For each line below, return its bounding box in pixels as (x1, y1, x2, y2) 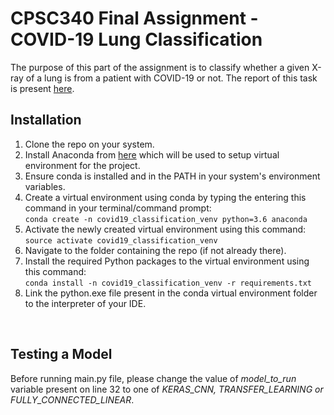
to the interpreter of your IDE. (24, 297, 147, 309)
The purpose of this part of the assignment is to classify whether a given (10, 61, 310, 73)
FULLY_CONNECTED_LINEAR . (10, 393, 135, 406)
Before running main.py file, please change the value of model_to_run (10, 372, 297, 384)
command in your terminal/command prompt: (24, 202, 212, 214)
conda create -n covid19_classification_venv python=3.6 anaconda (24, 214, 308, 224)
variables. (24, 180, 66, 192)
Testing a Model (10, 346, 113, 363)
